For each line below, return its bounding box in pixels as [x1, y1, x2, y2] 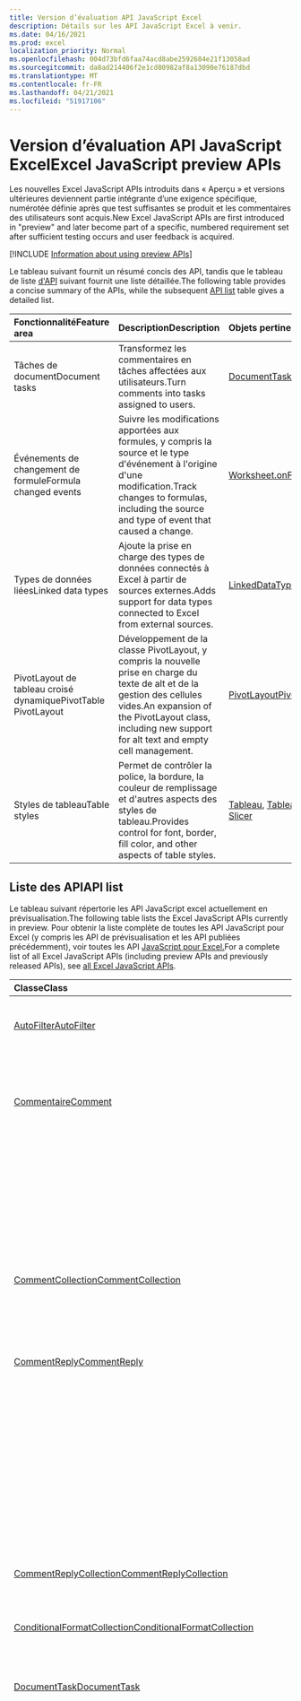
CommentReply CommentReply [13, 1356, 143, 1368]
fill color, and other [117, 837, 198, 850]
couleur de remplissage [117, 782, 218, 794]
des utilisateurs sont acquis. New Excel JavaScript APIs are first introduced [9, 213, 285, 223]
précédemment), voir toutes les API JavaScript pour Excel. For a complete [9, 942, 280, 952]
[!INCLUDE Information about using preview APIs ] [9, 248, 193, 260]
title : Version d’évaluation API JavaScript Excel [9, 13, 202, 22]
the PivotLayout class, [117, 711, 211, 724]
